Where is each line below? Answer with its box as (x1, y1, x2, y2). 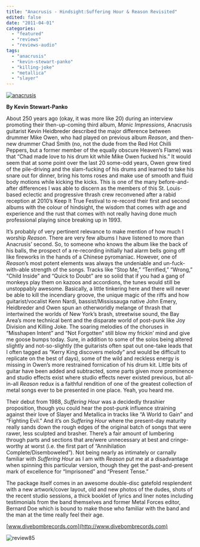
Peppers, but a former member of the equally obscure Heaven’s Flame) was (6, 147, 193, 154)
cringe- (170, 437, 189, 444)
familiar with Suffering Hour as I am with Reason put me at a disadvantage (6, 455, 189, 463)
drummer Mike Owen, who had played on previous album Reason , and (6, 134, 179, 141)
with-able (6, 266, 30, 273)
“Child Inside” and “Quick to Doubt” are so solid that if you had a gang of (6, 272, 185, 279)
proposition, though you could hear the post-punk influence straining (6, 404, 176, 412)
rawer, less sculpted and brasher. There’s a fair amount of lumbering (6, 430, 174, 437)
